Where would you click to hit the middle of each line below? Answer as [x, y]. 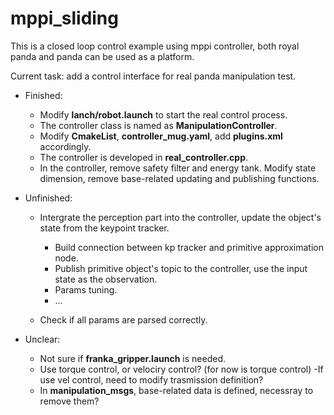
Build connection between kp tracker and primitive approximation [189, 247]
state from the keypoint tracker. [104, 228]
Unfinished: [48, 198]
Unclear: [42, 339]
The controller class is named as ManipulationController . [158, 125]
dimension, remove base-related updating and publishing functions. [179, 178]
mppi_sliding [64, 18]
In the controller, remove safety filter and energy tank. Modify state [178, 168]
